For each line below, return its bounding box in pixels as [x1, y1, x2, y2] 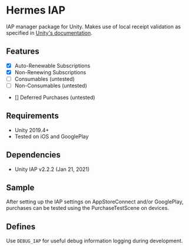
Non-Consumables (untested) [14, 82, 87, 89]
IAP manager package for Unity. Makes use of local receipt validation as [6, 23, 181, 30]
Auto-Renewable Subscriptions [14, 62, 91, 69]
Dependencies [6, 150, 61, 160]
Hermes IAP [6, 4, 66, 17]
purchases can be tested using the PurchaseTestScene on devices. [6, 205, 170, 212]
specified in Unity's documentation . [6, 29, 92, 36]
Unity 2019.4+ [14, 126, 49, 133]
